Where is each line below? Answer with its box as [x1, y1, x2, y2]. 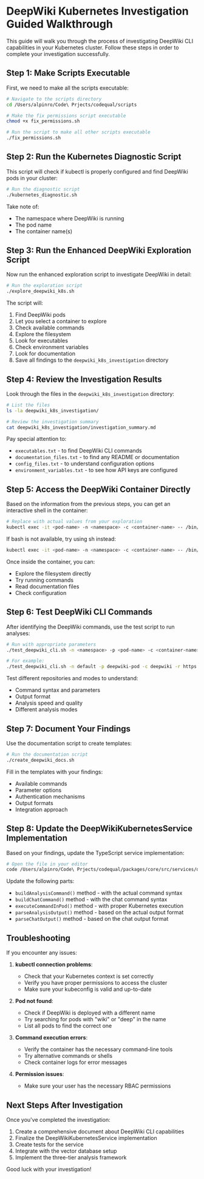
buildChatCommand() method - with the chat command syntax [15, 896, 168, 903]
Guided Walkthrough [6, 17, 114, 31]
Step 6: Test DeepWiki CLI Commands [6, 607, 153, 618]
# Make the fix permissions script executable [6, 113, 126, 119]
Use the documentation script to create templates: [6, 740, 132, 747]
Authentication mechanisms [15, 793, 85, 800]
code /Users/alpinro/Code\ [6, 867, 75, 873]
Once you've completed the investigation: [6, 1116, 110, 1123]
